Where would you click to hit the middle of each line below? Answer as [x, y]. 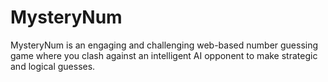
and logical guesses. [53, 66]
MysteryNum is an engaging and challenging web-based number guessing [164, 45]
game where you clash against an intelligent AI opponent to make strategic [164, 55]
